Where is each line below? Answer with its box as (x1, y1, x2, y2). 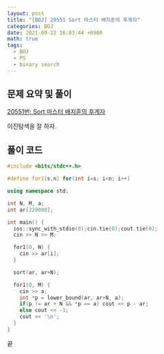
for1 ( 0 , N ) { (13, 244, 51, 251)
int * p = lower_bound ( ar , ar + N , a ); (19, 294, 125, 301)
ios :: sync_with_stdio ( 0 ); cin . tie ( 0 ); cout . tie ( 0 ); (13, 225, 158, 232)
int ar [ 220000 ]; (7, 206, 54, 213)
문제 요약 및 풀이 (7, 88, 72, 100)
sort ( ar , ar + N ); (13, 269, 60, 276)
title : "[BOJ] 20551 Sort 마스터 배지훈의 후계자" (7, 16, 141, 23)
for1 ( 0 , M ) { (13, 281, 51, 288)
